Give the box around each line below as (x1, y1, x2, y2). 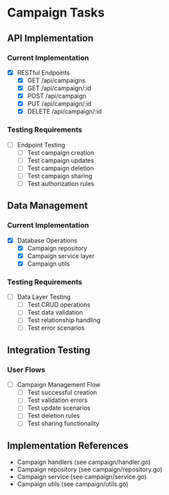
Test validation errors (27, 396, 88, 404)
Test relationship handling (27, 316, 101, 324)
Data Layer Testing (16, 293, 71, 301)
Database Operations (16, 236, 78, 244)
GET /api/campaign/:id (27, 84, 91, 92)
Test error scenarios (27, 324, 85, 332)
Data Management (7, 200, 88, 211)
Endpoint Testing (16, 140, 65, 149)
